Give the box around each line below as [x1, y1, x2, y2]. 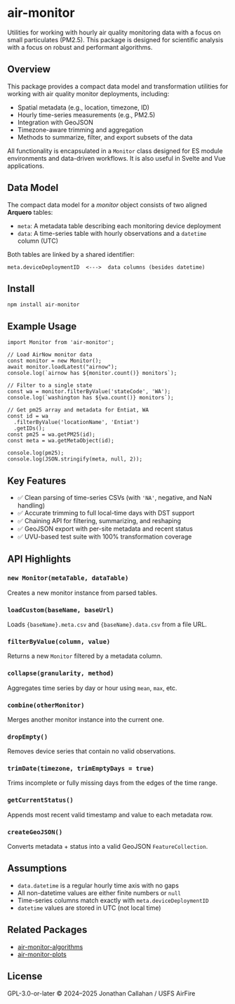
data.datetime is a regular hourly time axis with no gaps [17, 881, 179, 890]
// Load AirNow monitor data [7, 351, 93, 359]
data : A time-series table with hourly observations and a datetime [17, 229, 207, 237]
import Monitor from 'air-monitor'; [7, 339, 114, 346]
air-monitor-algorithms [17, 942, 83, 951]
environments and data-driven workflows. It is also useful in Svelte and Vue [7, 154, 226, 162]
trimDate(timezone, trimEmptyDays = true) [7, 765, 154, 773]
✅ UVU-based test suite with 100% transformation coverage [17, 532, 192, 541]
